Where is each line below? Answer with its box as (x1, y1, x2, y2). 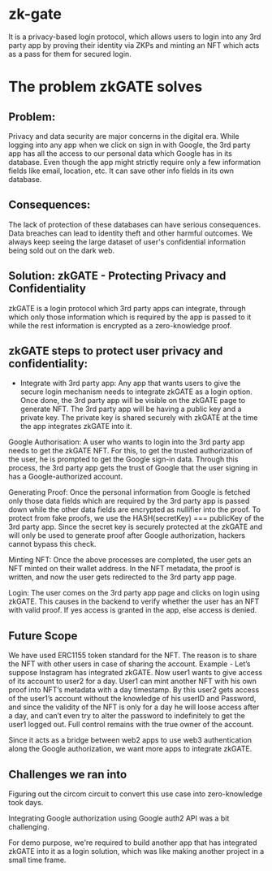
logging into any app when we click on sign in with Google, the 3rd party (8, 140, 251, 149)
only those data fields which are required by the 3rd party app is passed (8, 496, 250, 506)
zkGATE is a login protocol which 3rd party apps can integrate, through (8, 303, 246, 313)
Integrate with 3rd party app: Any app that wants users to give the (19, 379, 241, 388)
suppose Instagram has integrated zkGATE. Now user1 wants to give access (8, 668, 262, 678)
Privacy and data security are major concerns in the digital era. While (8, 131, 240, 141)
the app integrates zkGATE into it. (19, 422, 132, 431)
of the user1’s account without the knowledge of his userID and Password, (8, 694, 257, 704)
